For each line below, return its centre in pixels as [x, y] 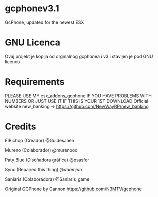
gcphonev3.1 [32, 9]
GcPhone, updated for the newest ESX [45, 22]
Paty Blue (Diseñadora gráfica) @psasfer [47, 160]
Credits [21, 127]
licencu [13, 62]
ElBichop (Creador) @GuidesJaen [40, 140]
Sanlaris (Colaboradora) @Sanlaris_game [47, 179]
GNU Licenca [33, 43]
